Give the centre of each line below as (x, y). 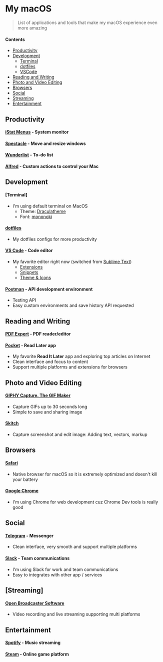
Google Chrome (22, 491)
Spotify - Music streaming (33, 642)
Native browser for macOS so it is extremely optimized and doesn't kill (85, 474)
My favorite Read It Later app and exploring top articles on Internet (81, 356)
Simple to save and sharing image (47, 412)
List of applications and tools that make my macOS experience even (87, 22)
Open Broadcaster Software (35, 603)
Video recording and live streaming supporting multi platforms (76, 614)
